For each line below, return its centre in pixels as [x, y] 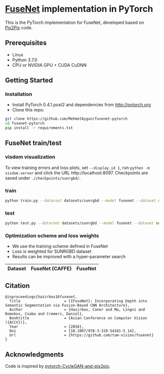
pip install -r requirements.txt [39, 128]
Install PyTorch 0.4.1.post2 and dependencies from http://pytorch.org [82, 105]
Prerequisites [26, 43]
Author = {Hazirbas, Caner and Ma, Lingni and [77, 310]
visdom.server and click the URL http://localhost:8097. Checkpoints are [77, 173]
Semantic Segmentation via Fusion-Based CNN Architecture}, [68, 305]
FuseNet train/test [33, 143]
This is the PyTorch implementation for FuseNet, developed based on [74, 22]
